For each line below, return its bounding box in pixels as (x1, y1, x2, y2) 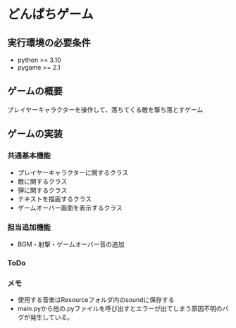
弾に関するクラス (17, 186, 68, 194)
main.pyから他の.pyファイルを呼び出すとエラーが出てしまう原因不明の (17, 304, 223, 313)
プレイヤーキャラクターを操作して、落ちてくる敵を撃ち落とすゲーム (7, 105, 204, 113)
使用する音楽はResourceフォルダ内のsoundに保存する (17, 296, 175, 304)
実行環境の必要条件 (7, 37, 91, 49)
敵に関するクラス (17, 177, 68, 185)
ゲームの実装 (7, 128, 63, 140)
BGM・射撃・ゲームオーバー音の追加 (17, 240, 125, 248)
